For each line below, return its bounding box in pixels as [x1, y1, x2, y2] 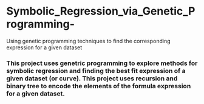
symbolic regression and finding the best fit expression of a [6, 66, 186, 75]
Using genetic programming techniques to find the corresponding [6, 37, 171, 44]
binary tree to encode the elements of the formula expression [6, 81, 191, 90]
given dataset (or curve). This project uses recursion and [6, 74, 178, 83]
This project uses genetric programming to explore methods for [6, 59, 198, 68]
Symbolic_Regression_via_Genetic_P [6, 4, 195, 18]
